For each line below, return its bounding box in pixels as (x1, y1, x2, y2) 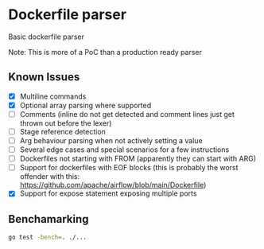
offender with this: (19, 172, 80, 181)
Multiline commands (19, 91, 87, 101)
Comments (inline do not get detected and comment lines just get (19, 109, 235, 119)
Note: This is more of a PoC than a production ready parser (8, 47, 203, 56)
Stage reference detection (19, 126, 106, 136)
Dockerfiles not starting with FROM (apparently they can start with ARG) (19, 154, 257, 164)
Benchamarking (8, 212, 89, 226)
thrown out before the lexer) (19, 118, 112, 128)
